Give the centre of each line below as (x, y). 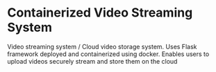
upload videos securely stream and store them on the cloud (92, 61)
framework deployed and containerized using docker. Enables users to (108, 54)
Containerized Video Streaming (100, 13)
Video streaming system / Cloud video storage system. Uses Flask (102, 46)
